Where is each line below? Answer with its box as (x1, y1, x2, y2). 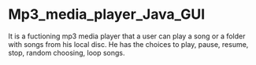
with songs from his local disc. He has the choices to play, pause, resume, (8, 39, 249, 49)
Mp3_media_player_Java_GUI (8, 5, 206, 23)
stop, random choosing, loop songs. (8, 48, 125, 57)
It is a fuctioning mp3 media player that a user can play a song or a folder (8, 31, 246, 41)
